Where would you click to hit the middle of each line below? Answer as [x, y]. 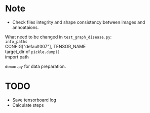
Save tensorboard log [34, 100]
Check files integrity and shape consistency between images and [79, 22]
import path [17, 56]
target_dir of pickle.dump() [33, 52]
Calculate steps [28, 105]
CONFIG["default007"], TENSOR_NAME [46, 46]
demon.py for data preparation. [36, 66]
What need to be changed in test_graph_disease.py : [58, 37]
